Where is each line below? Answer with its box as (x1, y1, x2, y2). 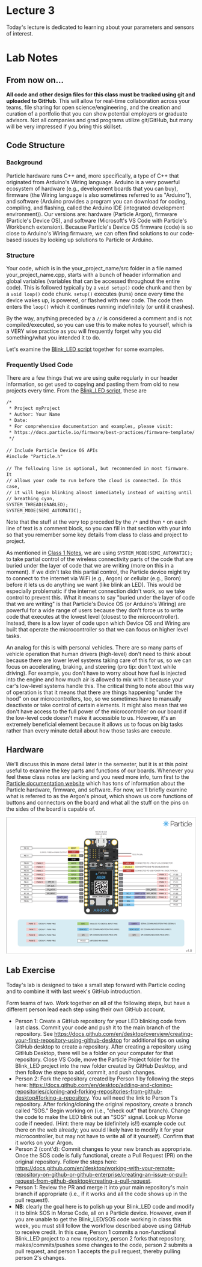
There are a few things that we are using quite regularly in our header (6, 374, 179, 382)
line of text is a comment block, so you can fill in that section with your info (6, 525, 192, 532)
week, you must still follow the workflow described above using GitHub (14, 1222, 191, 1229)
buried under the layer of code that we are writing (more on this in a (6, 562, 174, 569)
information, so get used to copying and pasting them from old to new (6, 380, 180, 388)
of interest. (6, 29, 33, 37)
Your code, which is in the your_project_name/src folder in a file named (6, 264, 183, 271)
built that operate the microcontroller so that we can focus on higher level (6, 626, 188, 633)
